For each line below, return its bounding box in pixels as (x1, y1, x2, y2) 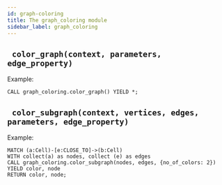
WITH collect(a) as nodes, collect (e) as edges (7, 153, 151, 160)
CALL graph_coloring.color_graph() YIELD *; (7, 89, 138, 96)
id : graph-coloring (7, 10, 64, 17)
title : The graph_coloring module (7, 17, 108, 24)
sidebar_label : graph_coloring (7, 23, 98, 30)
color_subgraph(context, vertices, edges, (11, 108, 200, 117)
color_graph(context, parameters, (11, 49, 162, 59)
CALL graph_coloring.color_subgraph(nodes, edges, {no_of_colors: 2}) (7, 159, 216, 166)
